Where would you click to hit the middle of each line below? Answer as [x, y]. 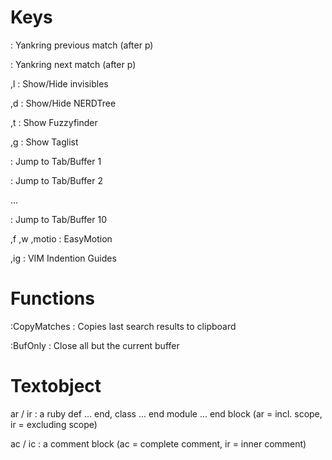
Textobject [56, 386]
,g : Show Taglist [44, 142]
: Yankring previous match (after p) [82, 45]
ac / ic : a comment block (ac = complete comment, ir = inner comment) [158, 443]
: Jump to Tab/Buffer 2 [57, 180]
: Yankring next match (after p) [73, 64]
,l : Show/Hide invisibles [59, 83]
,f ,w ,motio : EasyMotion [61, 238]
